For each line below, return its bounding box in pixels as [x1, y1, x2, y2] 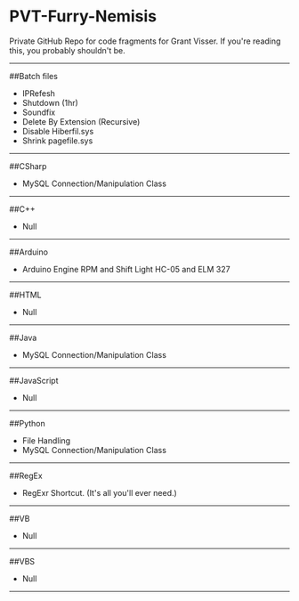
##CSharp [9, 160, 47, 171]
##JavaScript [9, 375, 59, 386]
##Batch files [9, 70, 58, 81]
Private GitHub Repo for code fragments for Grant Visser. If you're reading [9, 36, 281, 46]
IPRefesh [21, 87, 56, 99]
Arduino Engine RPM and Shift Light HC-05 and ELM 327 [21, 264, 230, 274]
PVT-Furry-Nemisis [9, 6, 158, 27]
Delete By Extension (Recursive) [21, 116, 141, 126]
